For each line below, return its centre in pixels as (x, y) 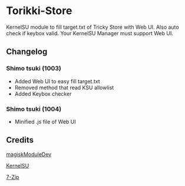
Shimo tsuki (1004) (34, 109)
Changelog (27, 52)
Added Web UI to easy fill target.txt (57, 81)
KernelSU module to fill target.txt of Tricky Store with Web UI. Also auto (92, 27)
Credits (20, 140)
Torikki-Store (39, 11)
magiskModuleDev (29, 154)
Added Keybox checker (43, 94)
